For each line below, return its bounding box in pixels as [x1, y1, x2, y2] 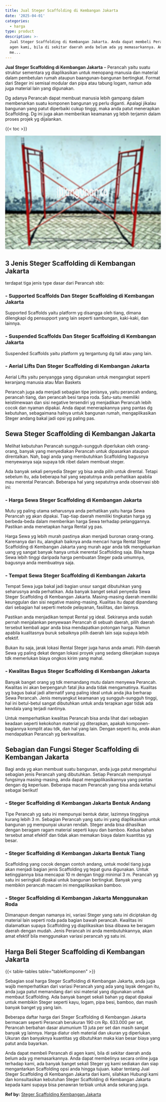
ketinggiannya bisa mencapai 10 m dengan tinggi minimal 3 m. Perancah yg [5, 872, 159, 878]
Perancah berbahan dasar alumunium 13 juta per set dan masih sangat [5, 1025, 149, 1030]
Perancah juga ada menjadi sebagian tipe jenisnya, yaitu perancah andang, [5, 389, 158, 395]
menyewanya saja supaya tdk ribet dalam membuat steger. [5, 458, 125, 464]
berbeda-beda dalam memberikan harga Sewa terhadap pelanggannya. [5, 518, 151, 524]
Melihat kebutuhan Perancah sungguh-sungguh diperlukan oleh [5, 442, 135, 449]
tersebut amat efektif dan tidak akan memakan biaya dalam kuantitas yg [5, 832, 152, 838]
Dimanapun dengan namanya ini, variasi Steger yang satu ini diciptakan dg [5, 912, 157, 918]
